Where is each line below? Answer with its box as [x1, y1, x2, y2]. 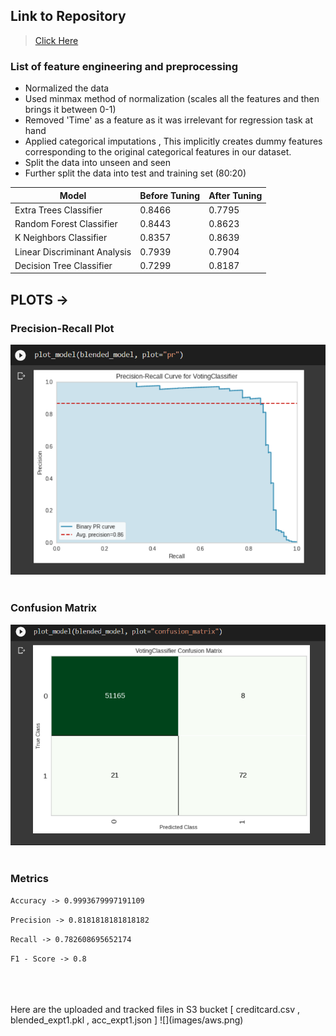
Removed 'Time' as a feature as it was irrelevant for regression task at [24, 114, 313, 126]
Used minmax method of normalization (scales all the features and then [24, 93, 320, 105]
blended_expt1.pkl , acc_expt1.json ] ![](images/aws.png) [10, 1014, 244, 1026]
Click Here [34, 34, 79, 46]
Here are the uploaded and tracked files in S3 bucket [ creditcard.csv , [10, 1004, 300, 1016]
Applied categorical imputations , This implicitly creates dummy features [24, 135, 323, 148]
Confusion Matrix [10, 601, 98, 615]
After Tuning [208, 189, 263, 201]
